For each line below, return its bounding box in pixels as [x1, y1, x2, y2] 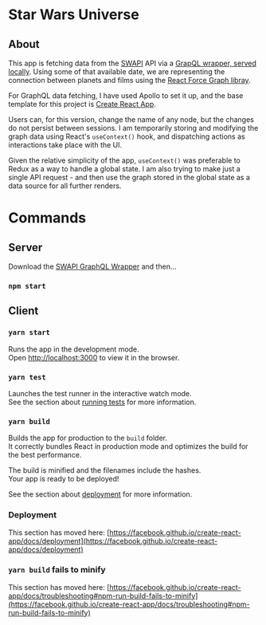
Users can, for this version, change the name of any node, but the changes [8, 115, 255, 124]
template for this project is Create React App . [8, 100, 157, 108]
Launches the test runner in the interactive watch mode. [8, 388, 193, 398]
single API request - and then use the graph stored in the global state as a [8, 173, 251, 182]
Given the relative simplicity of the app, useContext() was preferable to [8, 155, 241, 165]
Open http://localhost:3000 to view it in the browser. [8, 352, 180, 362]
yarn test [8, 372, 46, 382]
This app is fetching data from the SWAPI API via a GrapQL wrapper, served [8, 58, 256, 68]
